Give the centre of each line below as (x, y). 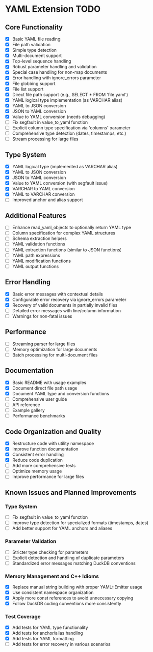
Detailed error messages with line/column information (66, 310)
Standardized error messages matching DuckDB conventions (74, 563)
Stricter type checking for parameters (50, 552)
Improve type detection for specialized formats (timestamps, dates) (80, 523)
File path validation (31, 45)
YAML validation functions (38, 244)
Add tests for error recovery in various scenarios (61, 644)
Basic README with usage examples (49, 383)
